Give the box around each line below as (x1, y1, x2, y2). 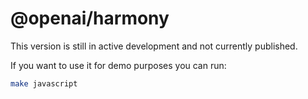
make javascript (10, 78, 78, 89)
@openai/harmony (10, 7, 170, 30)
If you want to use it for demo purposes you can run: (10, 59, 227, 71)
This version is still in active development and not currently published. (10, 40, 298, 52)
